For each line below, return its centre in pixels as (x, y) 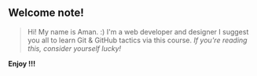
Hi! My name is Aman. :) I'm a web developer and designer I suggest (138, 31)
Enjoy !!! (22, 63)
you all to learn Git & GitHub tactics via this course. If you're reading (137, 40)
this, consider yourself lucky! (74, 48)
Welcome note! (46, 13)
